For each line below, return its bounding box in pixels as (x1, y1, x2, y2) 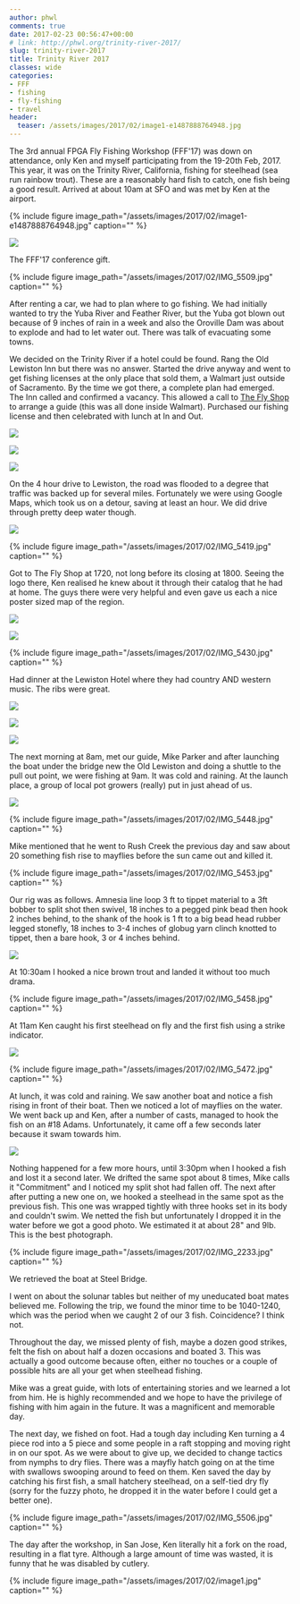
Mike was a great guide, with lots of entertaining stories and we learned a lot (9, 1383, 291, 1393)
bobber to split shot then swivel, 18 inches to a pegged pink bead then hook (9, 904, 288, 914)
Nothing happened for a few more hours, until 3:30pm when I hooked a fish (9, 1163, 287, 1173)
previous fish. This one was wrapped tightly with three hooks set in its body (9, 1201, 287, 1211)
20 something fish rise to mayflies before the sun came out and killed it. (9, 851, 273, 861)
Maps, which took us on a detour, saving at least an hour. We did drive (9, 497, 268, 508)
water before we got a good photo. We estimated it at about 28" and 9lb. (9, 1220, 277, 1230)
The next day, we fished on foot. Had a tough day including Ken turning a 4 (9, 1429, 286, 1439)
